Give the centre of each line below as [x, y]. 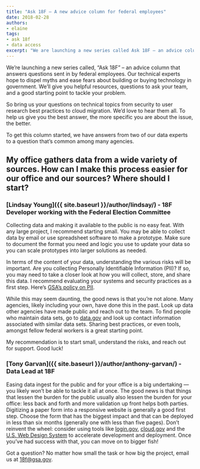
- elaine [17, 28]
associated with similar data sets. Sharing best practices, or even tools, [93, 324]
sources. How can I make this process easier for [97, 170]
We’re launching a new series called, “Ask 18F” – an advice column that [93, 67]
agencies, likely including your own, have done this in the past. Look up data [100, 305]
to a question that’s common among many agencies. [70, 141]
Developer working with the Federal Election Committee [88, 212]
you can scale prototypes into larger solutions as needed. [77, 250]
